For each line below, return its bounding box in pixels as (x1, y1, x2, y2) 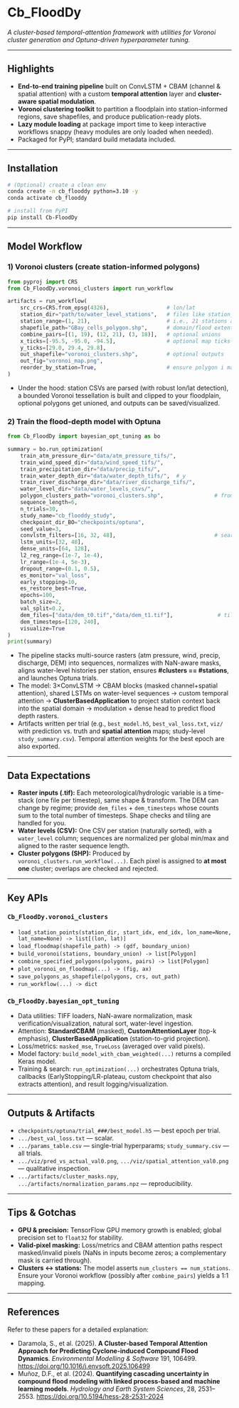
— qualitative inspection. (17, 1164, 90, 1172)
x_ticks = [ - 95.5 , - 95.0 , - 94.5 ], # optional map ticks (20, 337, 231, 345)
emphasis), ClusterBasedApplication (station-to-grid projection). (17, 1035, 211, 1043)
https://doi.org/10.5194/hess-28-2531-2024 (36, 1392, 164, 1400)
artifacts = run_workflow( (7, 298, 87, 305)
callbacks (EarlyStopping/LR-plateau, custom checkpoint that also (17, 1072, 212, 1081)
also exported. (17, 742, 60, 750)
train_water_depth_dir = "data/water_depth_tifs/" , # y (20, 472, 186, 479)
